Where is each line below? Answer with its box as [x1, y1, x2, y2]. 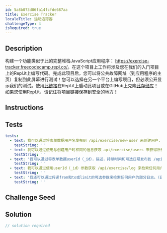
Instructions [5, 104, 44, 112]
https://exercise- [115, 58, 150, 63]
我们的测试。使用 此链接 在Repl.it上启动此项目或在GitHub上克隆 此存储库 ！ [9, 82, 159, 88]
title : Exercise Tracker [5, 12, 57, 17]
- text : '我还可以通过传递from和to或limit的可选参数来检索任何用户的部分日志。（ [9, 175, 160, 180]
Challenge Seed [5, 193, 56, 202]
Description [5, 44, 42, 53]
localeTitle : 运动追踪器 [5, 16, 53, 21]
